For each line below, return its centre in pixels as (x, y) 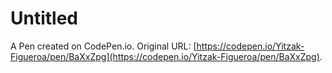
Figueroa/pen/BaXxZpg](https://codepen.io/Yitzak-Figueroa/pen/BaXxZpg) (165, 56)
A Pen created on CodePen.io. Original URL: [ (103, 46)
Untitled (44, 18)
